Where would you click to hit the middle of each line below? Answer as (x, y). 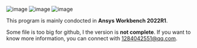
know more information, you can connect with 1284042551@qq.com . (92, 38)
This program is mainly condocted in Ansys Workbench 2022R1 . (87, 20)
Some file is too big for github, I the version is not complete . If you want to (98, 32)
